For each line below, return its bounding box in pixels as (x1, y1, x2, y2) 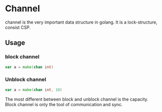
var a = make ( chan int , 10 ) (5, 87, 63, 92)
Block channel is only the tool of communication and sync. (5, 101, 123, 107)
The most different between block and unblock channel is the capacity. (5, 96, 148, 102)
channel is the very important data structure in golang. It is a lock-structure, (5, 19, 158, 25)
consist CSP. (5, 24, 31, 30)
